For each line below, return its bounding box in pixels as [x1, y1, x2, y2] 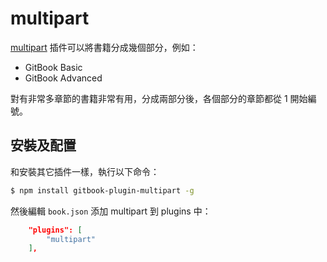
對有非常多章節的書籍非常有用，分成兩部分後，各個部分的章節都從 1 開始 [10, 92, 308, 104]
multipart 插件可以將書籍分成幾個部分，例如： [10, 41, 199, 53]
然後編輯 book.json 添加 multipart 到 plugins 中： [10, 205, 212, 217]
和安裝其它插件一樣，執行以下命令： [10, 165, 160, 177]
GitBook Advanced [24, 72, 103, 84]
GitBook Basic [24, 61, 83, 73]
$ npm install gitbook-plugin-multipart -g [10, 185, 195, 196]
